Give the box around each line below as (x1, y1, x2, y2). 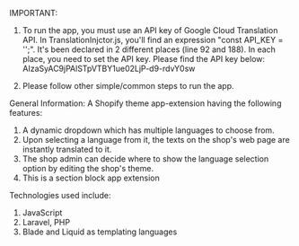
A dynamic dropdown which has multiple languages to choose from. (22, 125, 276, 136)
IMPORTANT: (9, 8, 58, 18)
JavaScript (22, 207, 63, 218)
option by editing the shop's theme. (22, 163, 154, 173)
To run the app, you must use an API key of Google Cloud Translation (22, 25, 278, 35)
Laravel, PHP (22, 217, 70, 227)
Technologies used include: (9, 190, 111, 200)
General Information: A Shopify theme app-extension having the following (9, 98, 282, 109)
